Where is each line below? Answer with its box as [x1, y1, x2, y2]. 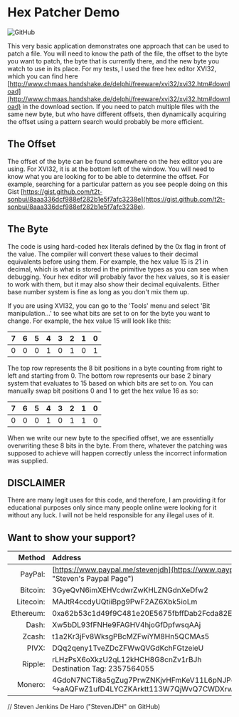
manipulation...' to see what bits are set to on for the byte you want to [7, 309, 211, 317]
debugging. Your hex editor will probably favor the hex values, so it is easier [7, 272, 230, 281]
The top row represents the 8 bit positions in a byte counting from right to [7, 363, 223, 372]
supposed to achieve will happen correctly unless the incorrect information [7, 448, 228, 457]
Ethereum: [11, 609, 46, 619]
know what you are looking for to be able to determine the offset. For [7, 172, 209, 180]
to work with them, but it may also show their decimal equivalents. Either [7, 279, 220, 289]
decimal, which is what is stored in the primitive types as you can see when [7, 264, 228, 273]
